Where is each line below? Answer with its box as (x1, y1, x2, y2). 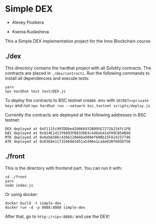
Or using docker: (5, 191, 39, 197)
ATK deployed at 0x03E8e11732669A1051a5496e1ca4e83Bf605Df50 (5, 139, 131, 144)
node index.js (5, 183, 34, 188)
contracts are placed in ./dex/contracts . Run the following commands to (5, 70, 150, 76)
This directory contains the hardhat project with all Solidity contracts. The (5, 65, 151, 71)
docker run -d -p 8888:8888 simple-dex (5, 205, 85, 210)
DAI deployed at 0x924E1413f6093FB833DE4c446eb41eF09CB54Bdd (5, 131, 131, 135)
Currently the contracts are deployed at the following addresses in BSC (5, 112, 147, 118)
